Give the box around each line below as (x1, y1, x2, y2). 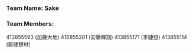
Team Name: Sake (6, 4, 59, 12)
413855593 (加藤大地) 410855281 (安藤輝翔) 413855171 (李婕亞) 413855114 (6, 34, 188, 41)
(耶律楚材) (6, 41, 31, 48)
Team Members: (6, 19, 54, 27)
